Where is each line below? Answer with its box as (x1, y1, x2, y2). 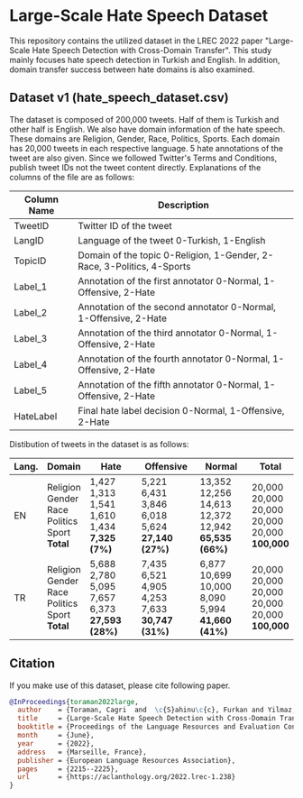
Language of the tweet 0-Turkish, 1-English (78, 234, 266, 246)
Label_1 (14, 280, 48, 293)
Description (157, 198, 209, 211)
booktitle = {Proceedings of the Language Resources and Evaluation (17, 722, 280, 731)
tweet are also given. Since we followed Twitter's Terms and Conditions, (9, 152, 278, 163)
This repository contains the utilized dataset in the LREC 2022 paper (9, 35, 263, 46)
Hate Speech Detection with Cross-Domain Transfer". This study (32, 44, 272, 55)
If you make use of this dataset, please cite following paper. (9, 680, 231, 691)
